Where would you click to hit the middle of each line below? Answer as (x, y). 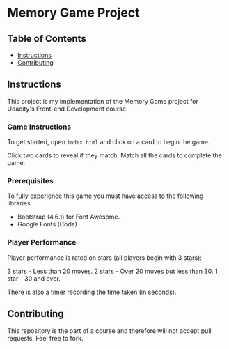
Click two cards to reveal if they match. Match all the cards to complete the (115, 155)
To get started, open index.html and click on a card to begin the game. (109, 142)
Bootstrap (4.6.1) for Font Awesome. (69, 217)
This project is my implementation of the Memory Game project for (103, 101)
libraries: (20, 203)
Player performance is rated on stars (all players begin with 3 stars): (104, 257)
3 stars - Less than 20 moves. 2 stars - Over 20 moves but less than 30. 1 (112, 271)
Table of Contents (47, 39)
